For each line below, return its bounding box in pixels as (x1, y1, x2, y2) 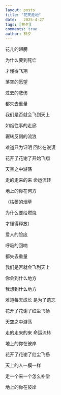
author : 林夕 (5, 31, 32, 36)
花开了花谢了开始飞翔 (5, 155, 50, 161)
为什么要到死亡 (5, 57, 37, 63)
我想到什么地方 (5, 286, 37, 292)
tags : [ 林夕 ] (5, 22, 32, 27)
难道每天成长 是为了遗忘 (5, 297, 56, 303)
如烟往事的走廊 (5, 123, 37, 128)
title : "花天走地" (5, 12, 42, 17)
